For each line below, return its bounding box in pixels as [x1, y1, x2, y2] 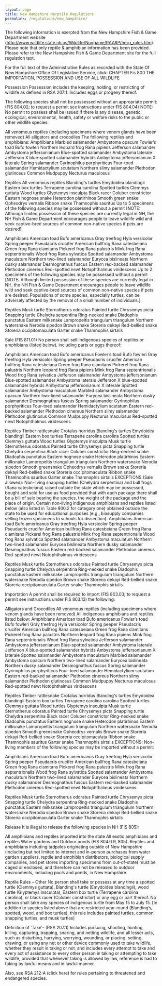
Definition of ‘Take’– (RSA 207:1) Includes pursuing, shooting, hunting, [5, 925, 144, 931]
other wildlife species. [5, 119, 49, 125]
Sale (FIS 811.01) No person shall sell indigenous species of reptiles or [5, 337, 144, 343]
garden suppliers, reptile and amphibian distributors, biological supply [5, 854, 144, 860]
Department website [5, 34, 46, 40]
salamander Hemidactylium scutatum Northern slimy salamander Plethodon [5, 165, 156, 171]
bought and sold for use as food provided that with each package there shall [5, 490, 158, 496]
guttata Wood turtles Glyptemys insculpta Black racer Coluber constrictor [5, 190, 151, 196]
